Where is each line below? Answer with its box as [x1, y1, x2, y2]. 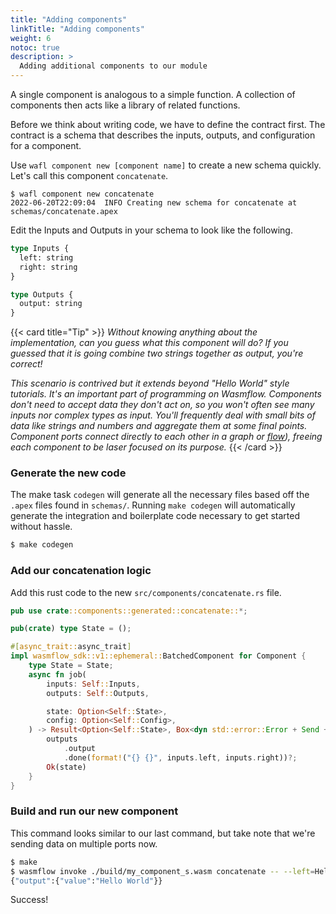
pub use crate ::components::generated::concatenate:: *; [10, 606, 248, 616]
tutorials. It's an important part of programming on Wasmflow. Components [10, 388, 322, 400]
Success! [10, 894, 49, 906]
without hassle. [10, 521, 73, 533]
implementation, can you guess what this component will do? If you [10, 337, 289, 349]
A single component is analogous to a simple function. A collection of [10, 89, 296, 100]
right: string [19, 262, 78, 272]
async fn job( [28, 669, 87, 680]
